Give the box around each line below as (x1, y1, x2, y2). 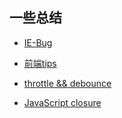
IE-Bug (23, 36, 53, 48)
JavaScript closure (23, 96, 102, 108)
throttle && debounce (23, 77, 112, 89)
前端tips (23, 57, 57, 69)
